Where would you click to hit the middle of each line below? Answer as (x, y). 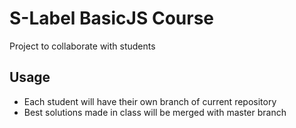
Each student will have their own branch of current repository (150, 101)
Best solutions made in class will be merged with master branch (155, 112)
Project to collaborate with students (82, 46)
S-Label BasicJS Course (112, 18)
